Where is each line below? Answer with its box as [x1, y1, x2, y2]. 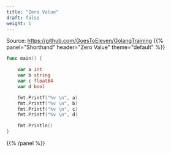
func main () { [6, 56, 43, 62]
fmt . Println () [17, 123, 53, 129]
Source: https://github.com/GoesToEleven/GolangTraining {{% [6, 37, 164, 45]
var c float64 [17, 78, 53, 84]
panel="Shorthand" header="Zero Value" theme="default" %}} [6, 43, 165, 51]
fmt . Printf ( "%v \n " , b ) [17, 100, 78, 106]
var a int [17, 67, 43, 73]
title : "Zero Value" [6, 9, 59, 15]
